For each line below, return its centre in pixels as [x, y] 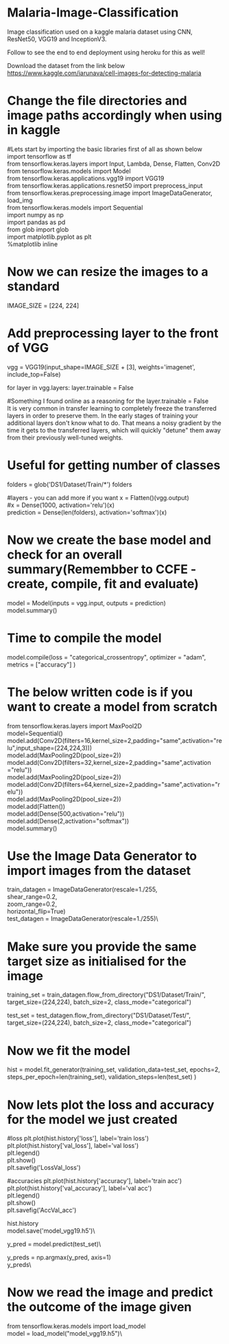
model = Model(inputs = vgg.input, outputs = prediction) [87, 603]
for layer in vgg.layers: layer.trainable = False [70, 387]
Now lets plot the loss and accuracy [111, 1105]
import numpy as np [35, 215]
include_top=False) [34, 374]
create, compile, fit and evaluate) [103, 584]
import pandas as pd [36, 222]
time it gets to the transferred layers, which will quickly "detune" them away [114, 430]
